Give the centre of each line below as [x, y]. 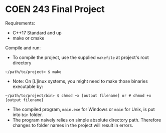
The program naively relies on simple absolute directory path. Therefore [87, 120]
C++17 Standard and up [37, 32]
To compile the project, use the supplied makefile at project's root [80, 57]
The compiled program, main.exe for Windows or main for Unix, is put [84, 109]
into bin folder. [28, 114]
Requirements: [20, 23]
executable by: [28, 86]
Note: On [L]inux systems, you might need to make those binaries [80, 81]
